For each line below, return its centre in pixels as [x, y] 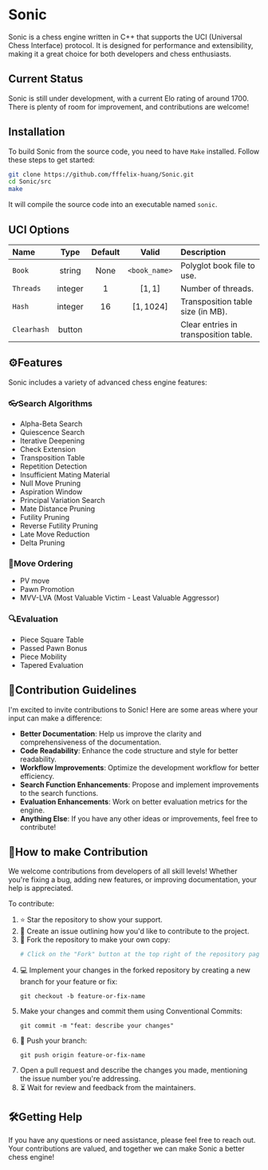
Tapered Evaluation [51, 665]
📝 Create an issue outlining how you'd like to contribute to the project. [134, 931]
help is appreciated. [41, 888]
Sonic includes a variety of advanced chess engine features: [108, 382]
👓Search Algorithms [51, 403]
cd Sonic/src [30, 182]
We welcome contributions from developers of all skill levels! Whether [123, 871]
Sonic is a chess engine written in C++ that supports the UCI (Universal [126, 37]
